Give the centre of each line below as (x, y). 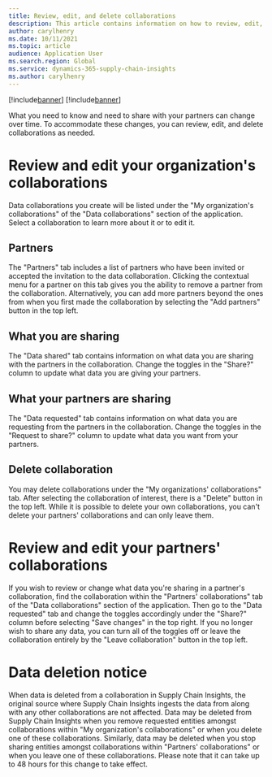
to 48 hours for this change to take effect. (78, 764)
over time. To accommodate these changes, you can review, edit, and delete (136, 124)
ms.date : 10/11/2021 (43, 39)
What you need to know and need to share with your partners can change (132, 115)
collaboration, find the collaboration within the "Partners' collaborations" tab (136, 596)
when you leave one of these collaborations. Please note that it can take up (134, 755)
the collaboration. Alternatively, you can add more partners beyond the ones (136, 293)
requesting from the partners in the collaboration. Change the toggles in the (135, 427)
